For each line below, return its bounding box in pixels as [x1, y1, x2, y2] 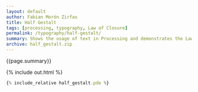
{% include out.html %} [6, 69, 63, 76]
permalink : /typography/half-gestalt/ [6, 30, 101, 36]
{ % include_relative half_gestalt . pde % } [6, 80, 110, 86]
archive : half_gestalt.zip [6, 42, 72, 47]
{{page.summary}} [6, 57, 52, 64]
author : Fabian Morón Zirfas [6, 14, 78, 20]
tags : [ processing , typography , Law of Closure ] [6, 25, 128, 31]
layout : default [6, 8, 46, 15]
